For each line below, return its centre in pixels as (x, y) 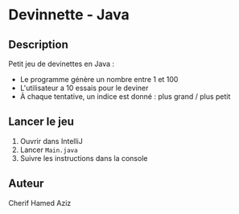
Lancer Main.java (49, 150)
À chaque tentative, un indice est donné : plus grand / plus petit (125, 97)
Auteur (26, 184)
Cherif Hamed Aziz (40, 203)
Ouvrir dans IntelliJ (51, 141)
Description (38, 45)
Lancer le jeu (41, 122)
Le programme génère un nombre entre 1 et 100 (99, 79)
